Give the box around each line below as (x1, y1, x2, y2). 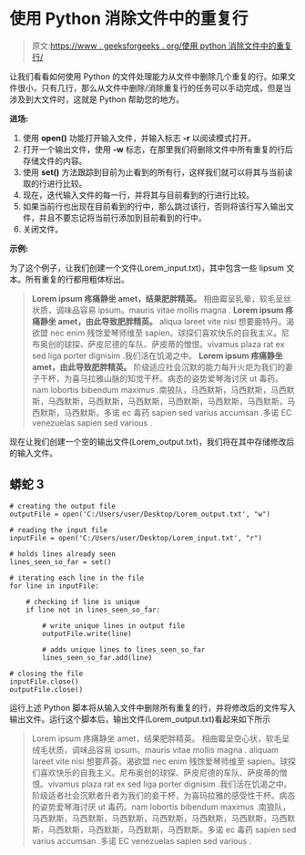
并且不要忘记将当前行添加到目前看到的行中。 (38, 211, 207, 223)
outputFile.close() (9, 685, 84, 694)
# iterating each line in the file (9, 573, 145, 582)
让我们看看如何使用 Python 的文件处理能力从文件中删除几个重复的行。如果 (9, 70, 289, 82)
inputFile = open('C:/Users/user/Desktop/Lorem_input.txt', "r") (9, 533, 262, 542)
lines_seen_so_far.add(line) (42, 653, 153, 662)
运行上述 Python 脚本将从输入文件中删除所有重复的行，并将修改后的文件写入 (9, 702, 296, 713)
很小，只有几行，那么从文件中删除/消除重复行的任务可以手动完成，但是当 (16, 82, 292, 93)
